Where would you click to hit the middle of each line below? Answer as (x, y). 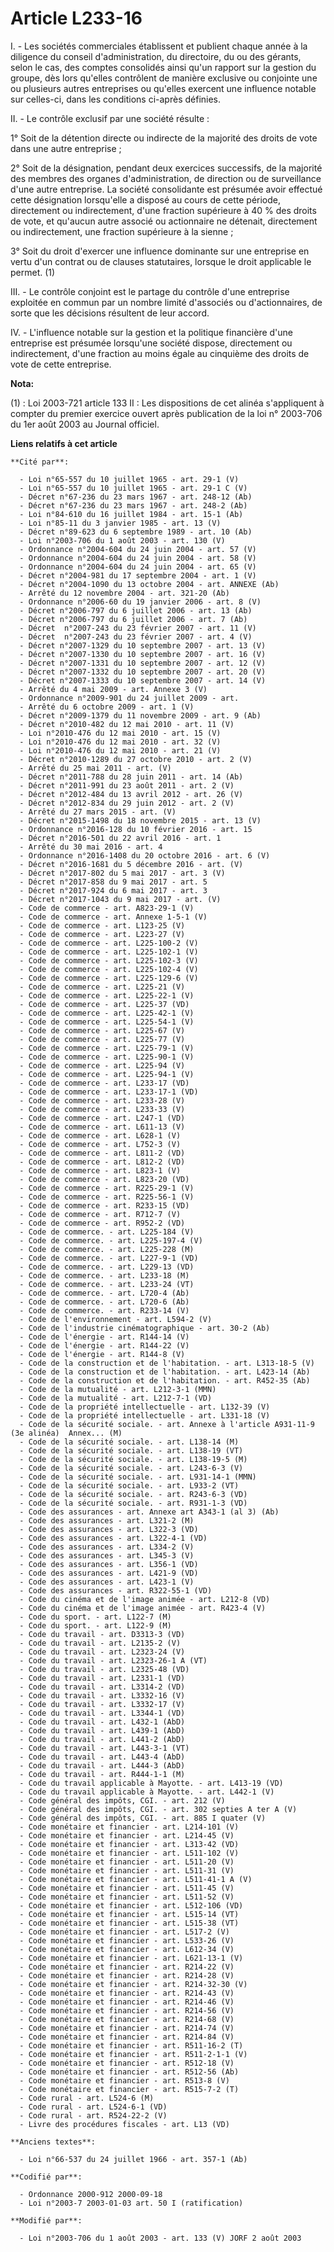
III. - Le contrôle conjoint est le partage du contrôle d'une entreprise (150, 291)
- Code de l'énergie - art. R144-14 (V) (104, 1337)
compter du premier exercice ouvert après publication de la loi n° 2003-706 (166, 413)
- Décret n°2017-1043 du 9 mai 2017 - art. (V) (120, 899)
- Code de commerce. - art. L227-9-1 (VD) (109, 1258)
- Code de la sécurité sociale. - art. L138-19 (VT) (131, 1450)
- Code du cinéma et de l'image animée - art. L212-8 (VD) (145, 1599)
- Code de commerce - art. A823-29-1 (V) (107, 908)
